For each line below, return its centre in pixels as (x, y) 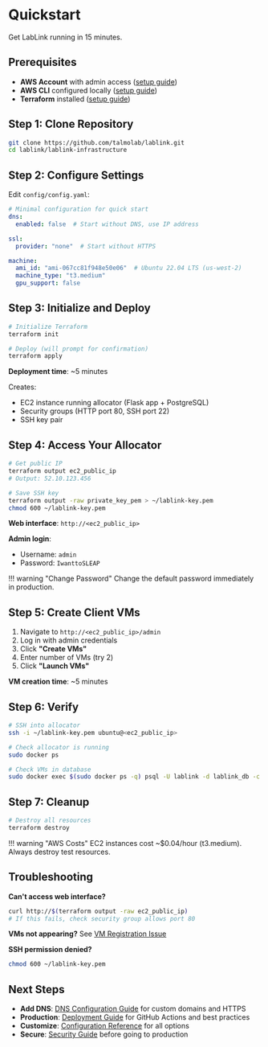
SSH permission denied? (50, 950)
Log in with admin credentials (69, 640)
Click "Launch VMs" (55, 666)
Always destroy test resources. (59, 852)
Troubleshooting (51, 877)
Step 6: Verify (43, 706)
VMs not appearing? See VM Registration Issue (87, 934)
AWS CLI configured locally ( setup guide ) (89, 90)
